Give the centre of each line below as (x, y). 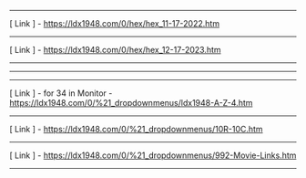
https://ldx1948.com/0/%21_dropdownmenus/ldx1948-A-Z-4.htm (131, 103)
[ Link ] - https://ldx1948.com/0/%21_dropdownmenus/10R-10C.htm (136, 129)
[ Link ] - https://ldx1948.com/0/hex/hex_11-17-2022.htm (115, 23)
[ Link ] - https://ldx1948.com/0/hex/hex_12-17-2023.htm (115, 50)
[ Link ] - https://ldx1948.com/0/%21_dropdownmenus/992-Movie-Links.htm (153, 155)
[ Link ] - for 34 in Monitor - (61, 93)
